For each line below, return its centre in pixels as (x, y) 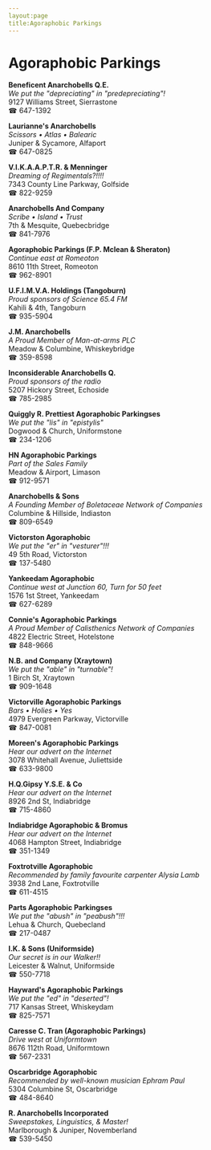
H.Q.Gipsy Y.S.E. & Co (45, 784)
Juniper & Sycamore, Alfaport (57, 143)
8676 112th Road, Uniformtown (59, 1048)
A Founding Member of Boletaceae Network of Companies (105, 505)
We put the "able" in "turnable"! (61, 669)
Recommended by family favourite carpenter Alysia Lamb (104, 875)
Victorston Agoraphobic (49, 538)
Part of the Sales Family (48, 464)
